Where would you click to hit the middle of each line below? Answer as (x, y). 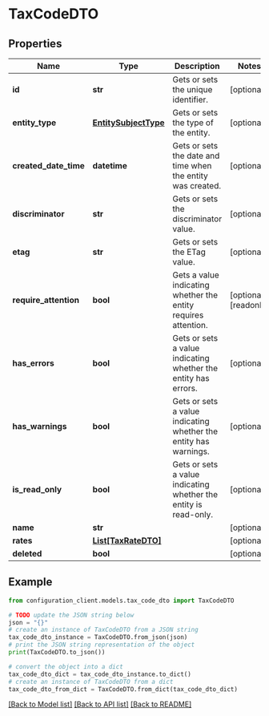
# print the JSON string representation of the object (102, 645)
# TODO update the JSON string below (71, 615)
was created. (197, 186)
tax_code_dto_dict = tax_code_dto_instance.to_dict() (100, 674)
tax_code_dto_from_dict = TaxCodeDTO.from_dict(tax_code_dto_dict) (123, 689)
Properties (35, 44)
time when (192, 166)
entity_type (34, 123)
